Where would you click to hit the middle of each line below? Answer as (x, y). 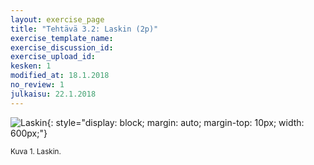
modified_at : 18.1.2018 (60, 76)
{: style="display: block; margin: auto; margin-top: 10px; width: (175, 122)
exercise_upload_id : (53, 57)
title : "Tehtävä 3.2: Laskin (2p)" (84, 29)
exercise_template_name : (62, 38)
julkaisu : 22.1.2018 (53, 94)
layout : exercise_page (57, 19)
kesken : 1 (31, 66)
